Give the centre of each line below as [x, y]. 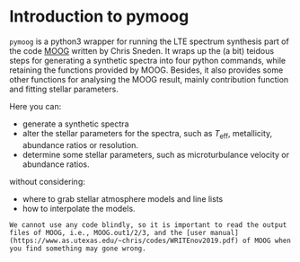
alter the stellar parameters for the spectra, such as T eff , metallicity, [147, 134]
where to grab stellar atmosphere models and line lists [123, 198]
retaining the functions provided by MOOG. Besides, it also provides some [146, 70]
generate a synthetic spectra [75, 124]
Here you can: [35, 106]
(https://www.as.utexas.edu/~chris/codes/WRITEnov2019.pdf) [124, 240]
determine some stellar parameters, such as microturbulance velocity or [156, 154]
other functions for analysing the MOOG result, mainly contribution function [149, 79]
